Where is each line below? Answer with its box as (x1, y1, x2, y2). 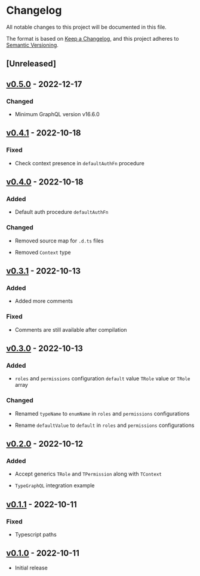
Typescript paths (14, 531, 57, 538)
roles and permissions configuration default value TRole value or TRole (14, 375, 190, 382)
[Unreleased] (6, 59, 57, 69)
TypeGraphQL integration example (14, 482, 95, 489)
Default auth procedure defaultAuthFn (14, 208, 109, 216)
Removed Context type (14, 248, 71, 256)
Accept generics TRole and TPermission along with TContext (14, 471, 162, 478)
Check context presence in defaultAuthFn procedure (14, 159, 144, 166)
